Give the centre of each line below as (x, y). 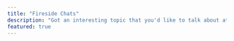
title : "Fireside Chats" (43, 14)
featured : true (29, 26)
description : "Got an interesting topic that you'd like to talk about (113, 20)
